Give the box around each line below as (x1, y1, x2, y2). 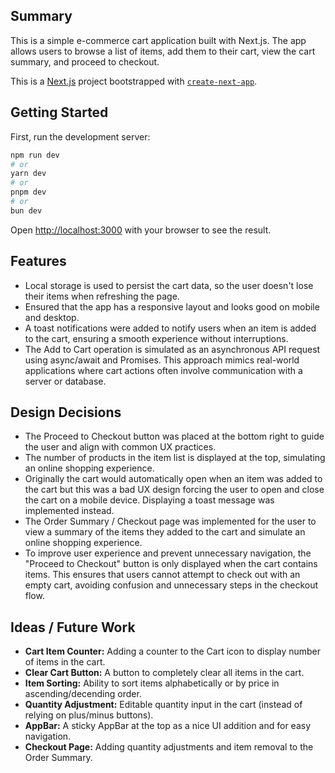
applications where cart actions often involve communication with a (24, 364, 303, 376)
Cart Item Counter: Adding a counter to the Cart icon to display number (24, 645, 322, 658)
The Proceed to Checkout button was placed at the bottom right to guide (24, 430, 325, 443)
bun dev (10, 205, 43, 216)
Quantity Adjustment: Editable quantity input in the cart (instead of (24, 699, 303, 711)
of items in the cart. (24, 656, 106, 668)
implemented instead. (24, 505, 115, 517)
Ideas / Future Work (10, 619, 136, 636)
